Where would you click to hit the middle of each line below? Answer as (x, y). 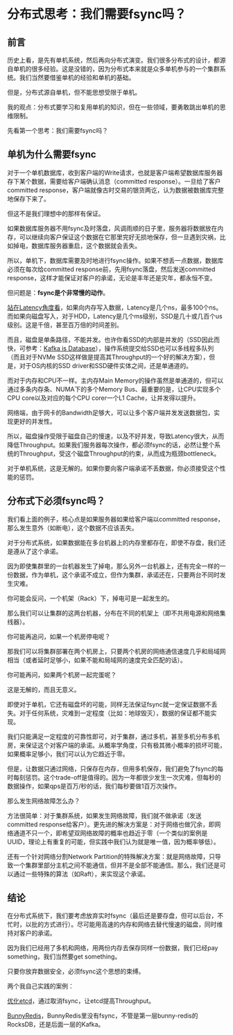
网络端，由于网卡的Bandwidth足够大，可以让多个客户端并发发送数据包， (111, 412)
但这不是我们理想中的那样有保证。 (56, 214)
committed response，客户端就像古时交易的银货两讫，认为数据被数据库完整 (115, 190)
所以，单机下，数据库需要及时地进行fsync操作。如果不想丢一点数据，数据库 (115, 260)
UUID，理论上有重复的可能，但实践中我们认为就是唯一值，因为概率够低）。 (113, 842)
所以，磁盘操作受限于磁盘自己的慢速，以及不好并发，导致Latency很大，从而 (116, 436)
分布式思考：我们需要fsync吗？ (97, 14)
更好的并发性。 (34, 421)
